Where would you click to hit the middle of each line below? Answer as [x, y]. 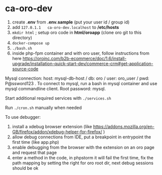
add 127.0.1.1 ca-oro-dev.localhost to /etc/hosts [66, 27]
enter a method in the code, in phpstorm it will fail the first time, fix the [83, 157]
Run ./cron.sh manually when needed [43, 108]
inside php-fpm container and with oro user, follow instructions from [81, 53]
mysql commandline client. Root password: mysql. [55, 88]
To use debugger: [23, 117]
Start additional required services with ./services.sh [58, 98]
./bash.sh [22, 48]
